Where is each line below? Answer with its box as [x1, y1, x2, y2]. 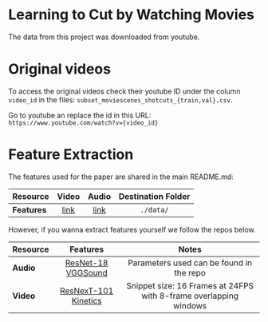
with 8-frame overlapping [141, 290, 239, 301]
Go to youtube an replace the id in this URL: [8, 110, 152, 120]
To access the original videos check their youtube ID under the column [8, 86, 241, 96]
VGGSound [65, 267, 108, 278]
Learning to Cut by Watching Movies [8, 6, 255, 24]
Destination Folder [118, 190, 191, 201]
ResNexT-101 [59, 285, 114, 296]
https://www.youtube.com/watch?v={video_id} [8, 118, 159, 127]
